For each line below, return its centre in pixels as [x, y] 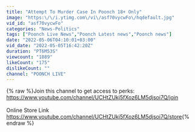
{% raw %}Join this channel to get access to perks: [71, 91]
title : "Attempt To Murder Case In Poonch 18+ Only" [74, 12]
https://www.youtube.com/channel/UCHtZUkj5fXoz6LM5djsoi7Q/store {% [98, 117]
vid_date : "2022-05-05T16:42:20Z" [50, 46]
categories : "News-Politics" [43, 29]
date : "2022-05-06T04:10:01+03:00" [51, 40]
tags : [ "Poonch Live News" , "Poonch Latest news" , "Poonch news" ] [89, 35]
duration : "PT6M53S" [32, 51]
